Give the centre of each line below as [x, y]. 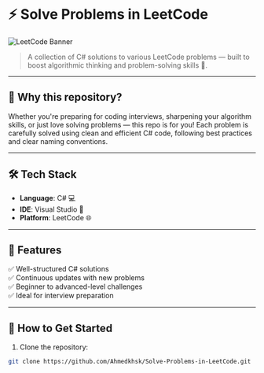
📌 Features [35, 250]
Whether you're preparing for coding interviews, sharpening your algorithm [130, 116]
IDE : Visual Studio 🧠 [51, 209]
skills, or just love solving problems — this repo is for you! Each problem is [128, 124]
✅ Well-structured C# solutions [59, 269]
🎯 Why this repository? [65, 97]
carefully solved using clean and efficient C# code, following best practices [130, 133]
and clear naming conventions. [58, 141]
